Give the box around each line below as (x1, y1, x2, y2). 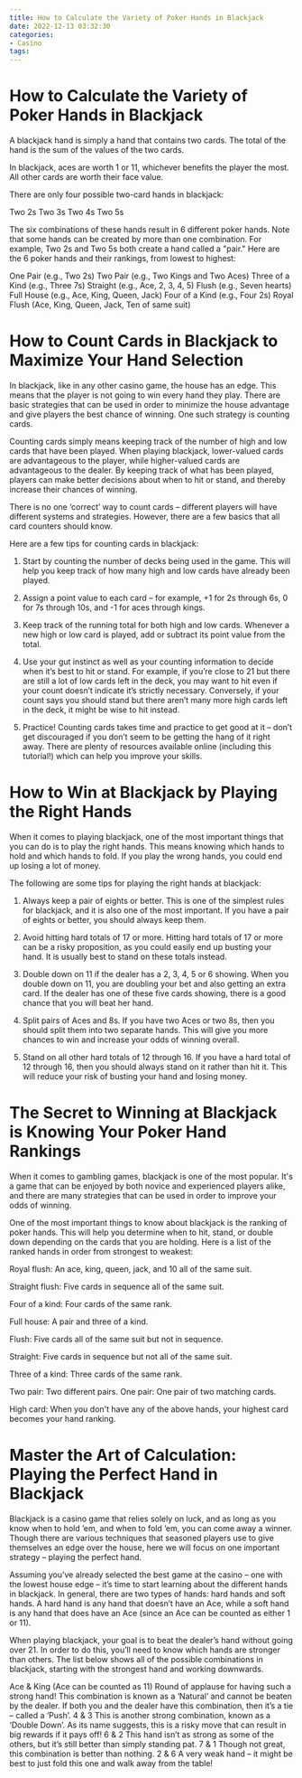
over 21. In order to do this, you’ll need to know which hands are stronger (9, 1644, 281, 1655)
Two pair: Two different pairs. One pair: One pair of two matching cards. (9, 1386, 277, 1397)
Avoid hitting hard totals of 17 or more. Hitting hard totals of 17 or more (22, 932, 284, 943)
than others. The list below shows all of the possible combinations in (9, 1653, 263, 1664)
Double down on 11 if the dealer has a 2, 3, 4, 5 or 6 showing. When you (22, 968, 289, 979)
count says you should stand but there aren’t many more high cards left (22, 695, 288, 705)
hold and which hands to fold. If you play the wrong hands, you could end (9, 851, 283, 861)
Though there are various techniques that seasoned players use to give (9, 1532, 275, 1543)
